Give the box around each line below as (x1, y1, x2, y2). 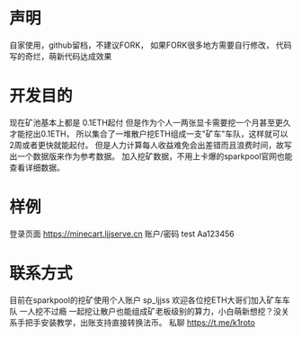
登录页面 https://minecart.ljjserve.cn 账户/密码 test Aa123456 (9, 228, 235, 239)
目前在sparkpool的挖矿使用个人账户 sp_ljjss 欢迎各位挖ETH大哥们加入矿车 (9, 294, 283, 306)
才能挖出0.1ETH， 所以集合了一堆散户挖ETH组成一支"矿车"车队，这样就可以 (9, 128, 289, 139)
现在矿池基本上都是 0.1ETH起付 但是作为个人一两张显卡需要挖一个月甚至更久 (9, 117, 291, 128)
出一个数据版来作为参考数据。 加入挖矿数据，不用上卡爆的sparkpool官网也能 (9, 150, 293, 162)
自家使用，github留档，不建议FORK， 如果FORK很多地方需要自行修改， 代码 (9, 40, 292, 50)
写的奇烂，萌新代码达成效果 (9, 50, 112, 61)
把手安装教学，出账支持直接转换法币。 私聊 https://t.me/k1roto (24, 316, 256, 328)
